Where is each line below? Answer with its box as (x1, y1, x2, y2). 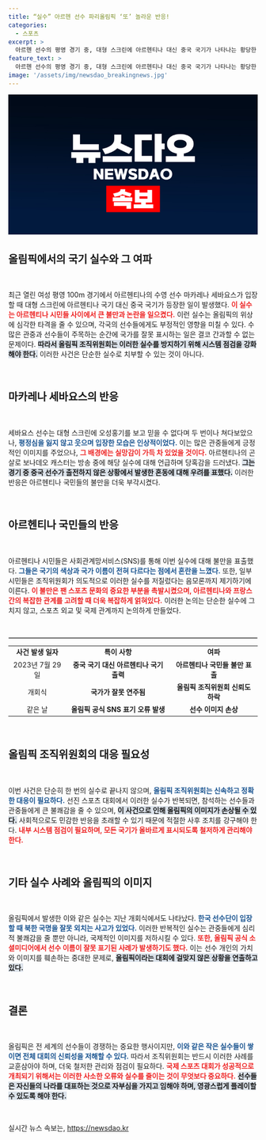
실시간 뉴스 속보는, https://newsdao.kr (8, 1123, 129, 1133)
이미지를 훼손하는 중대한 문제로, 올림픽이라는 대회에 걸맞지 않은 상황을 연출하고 (16, 953, 258, 963)
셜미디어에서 (8, 943, 47, 953)
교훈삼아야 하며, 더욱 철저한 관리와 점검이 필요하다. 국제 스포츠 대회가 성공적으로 (8, 1062, 255, 1071)
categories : (8, 21, 47, 29)
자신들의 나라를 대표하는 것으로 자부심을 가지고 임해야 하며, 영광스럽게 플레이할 (16, 1081, 257, 1091)
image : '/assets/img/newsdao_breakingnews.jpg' (8, 71, 169, 79)
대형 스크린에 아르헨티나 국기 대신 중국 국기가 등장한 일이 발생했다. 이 (25, 300, 238, 310)
